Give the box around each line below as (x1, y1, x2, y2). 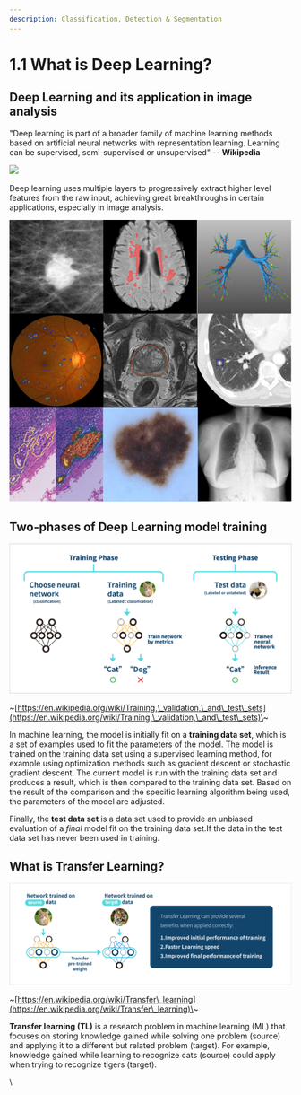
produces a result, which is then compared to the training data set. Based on (9, 777, 292, 788)
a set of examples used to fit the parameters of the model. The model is (9, 739, 274, 749)
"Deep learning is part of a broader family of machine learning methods (9, 127, 273, 138)
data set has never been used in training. (9, 833, 160, 844)
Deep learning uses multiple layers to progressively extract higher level (9, 182, 271, 193)
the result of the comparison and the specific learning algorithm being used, (9, 786, 290, 798)
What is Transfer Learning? (9, 858, 165, 874)
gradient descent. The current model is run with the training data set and (9, 767, 278, 778)
